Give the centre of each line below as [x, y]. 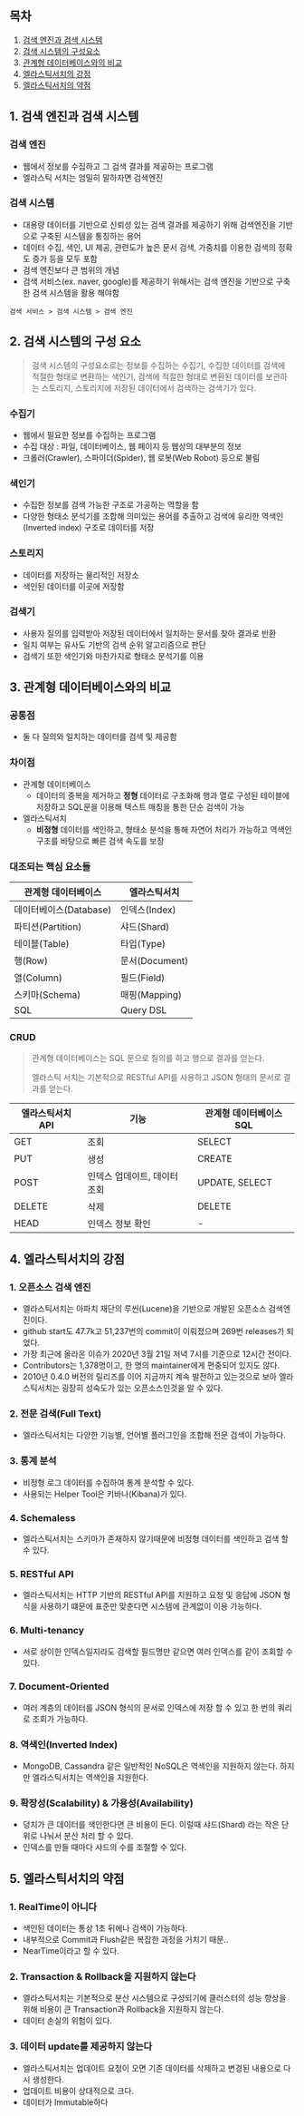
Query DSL [144, 1010]
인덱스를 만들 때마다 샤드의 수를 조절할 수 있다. [104, 1848]
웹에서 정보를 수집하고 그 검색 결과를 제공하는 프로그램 [118, 166]
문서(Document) [155, 961]
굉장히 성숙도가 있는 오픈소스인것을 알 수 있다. [142, 1388]
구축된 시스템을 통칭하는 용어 [90, 236]
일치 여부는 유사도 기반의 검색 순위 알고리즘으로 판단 [114, 644]
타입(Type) [143, 944]
